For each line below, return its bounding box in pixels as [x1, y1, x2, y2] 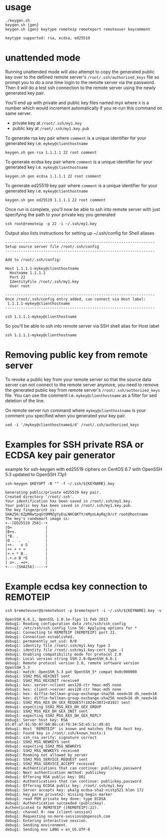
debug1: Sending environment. [5, 822, 68, 827]
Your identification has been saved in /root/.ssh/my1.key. [5, 498, 133, 504]
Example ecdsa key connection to [5, 581, 148, 592]
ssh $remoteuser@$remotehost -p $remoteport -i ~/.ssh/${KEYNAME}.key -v [5, 608, 162, 613]
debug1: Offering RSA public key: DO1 [5, 774, 86, 779]
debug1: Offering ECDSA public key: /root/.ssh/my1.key [5, 783, 124, 788]
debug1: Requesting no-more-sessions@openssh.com [5, 813, 111, 819]
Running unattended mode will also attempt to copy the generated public [5, 69, 155, 75]
